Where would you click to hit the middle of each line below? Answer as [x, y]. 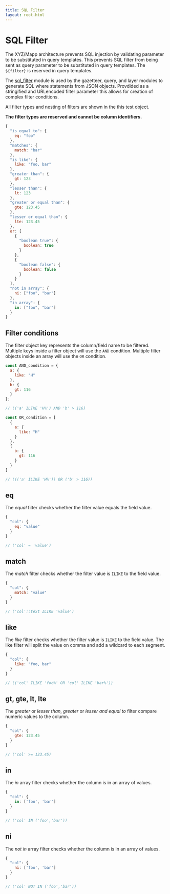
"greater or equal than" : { [40, 203]
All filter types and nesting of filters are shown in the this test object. [77, 107]
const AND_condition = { [32, 366]
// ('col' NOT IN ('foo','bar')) [41, 886]
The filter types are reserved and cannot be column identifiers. [74, 117]
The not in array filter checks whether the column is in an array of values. [83, 849]
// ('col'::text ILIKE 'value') [40, 611]
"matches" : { [24, 145]
